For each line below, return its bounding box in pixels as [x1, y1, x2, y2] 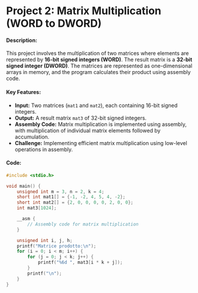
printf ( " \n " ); [27, 271, 62, 276]
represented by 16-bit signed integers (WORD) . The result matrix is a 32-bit [6, 56, 193, 63]
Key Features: [6, 88, 41, 95]
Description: [6, 37, 37, 44]
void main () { [6, 183, 41, 189]
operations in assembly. [14, 146, 73, 153]
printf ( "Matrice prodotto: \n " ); [17, 243, 96, 249]
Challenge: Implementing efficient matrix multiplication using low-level [14, 139, 187, 146]
